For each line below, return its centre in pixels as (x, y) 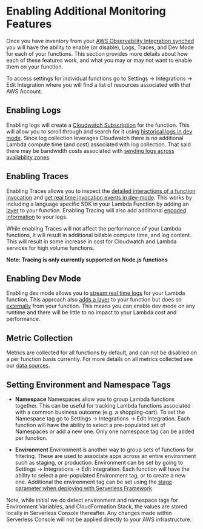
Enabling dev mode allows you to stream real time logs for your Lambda (96, 293)
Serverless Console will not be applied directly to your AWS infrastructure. (99, 519)
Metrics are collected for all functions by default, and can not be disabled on (101, 352)
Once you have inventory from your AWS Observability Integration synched (100, 41)
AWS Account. (24, 91)
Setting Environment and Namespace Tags (88, 384)
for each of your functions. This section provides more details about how (97, 53)
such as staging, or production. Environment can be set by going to (99, 463)
